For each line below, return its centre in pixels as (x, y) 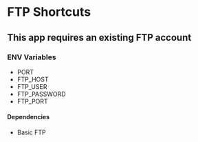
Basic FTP (31, 132)
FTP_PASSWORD (42, 94)
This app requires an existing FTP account (99, 38)
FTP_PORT (32, 101)
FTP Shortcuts (49, 12)
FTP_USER (32, 86)
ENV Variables (32, 57)
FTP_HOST (33, 79)
